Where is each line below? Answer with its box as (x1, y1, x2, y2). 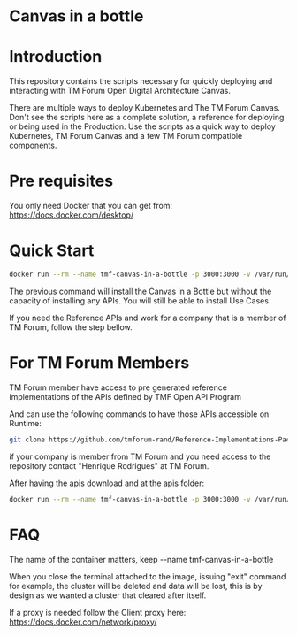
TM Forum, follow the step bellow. (9, 321, 133, 333)
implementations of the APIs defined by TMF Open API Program (9, 391, 241, 402)
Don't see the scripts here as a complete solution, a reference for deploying (9, 112, 285, 123)
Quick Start (9, 241, 95, 261)
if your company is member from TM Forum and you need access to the (9, 451, 271, 462)
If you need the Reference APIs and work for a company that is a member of (9, 312, 286, 323)
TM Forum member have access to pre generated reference (9, 382, 228, 393)
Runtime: (9, 418, 42, 428)
